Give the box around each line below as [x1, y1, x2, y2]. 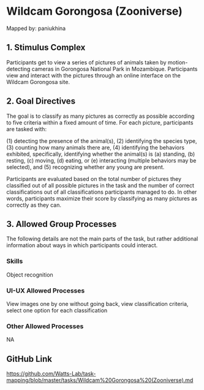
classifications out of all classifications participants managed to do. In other [6, 188, 197, 196]
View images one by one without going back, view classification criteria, [6, 300, 189, 307]
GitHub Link [6, 354, 52, 364]
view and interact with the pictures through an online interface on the [6, 72, 181, 79]
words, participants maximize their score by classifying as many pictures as [6, 194, 198, 202]
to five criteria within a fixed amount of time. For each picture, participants [6, 118, 194, 126]
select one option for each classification [6, 307, 108, 314]
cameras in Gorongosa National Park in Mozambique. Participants [31, 65, 198, 72]
